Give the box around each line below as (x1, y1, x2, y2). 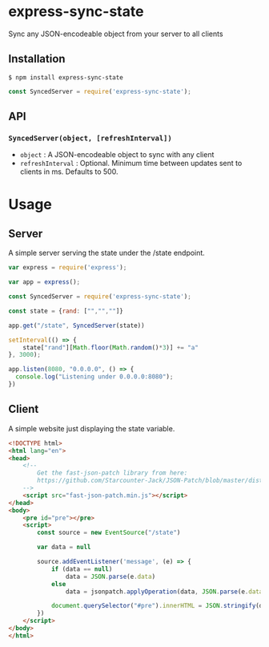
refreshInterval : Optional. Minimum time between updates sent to (19, 159, 243, 168)
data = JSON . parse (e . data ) (65, 572, 156, 580)
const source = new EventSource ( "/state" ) (37, 528, 181, 537)
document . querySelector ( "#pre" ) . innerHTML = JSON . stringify (50, 602, 256, 610)
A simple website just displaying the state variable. (8, 423, 175, 433)
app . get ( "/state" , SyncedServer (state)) (8, 321, 146, 330)
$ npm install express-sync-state (8, 73, 124, 82)
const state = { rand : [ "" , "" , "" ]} (8, 307, 124, 315)
